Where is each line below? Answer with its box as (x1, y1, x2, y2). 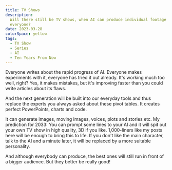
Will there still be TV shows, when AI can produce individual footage (10, 17, 167, 22)
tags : (5, 36, 17, 41)
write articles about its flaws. (5, 86, 67, 92)
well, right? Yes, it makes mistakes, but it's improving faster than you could (5, 80, 163, 86)
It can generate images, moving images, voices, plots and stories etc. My (5, 116, 160, 122)
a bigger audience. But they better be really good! (5, 159, 111, 165)
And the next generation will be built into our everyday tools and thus (5, 95, 151, 101)
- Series (10, 46, 29, 51)
